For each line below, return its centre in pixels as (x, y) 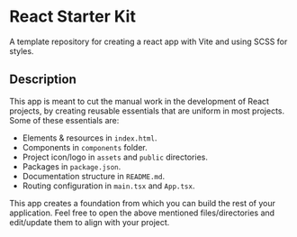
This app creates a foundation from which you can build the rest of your (143, 203)
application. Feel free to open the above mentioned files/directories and (142, 213)
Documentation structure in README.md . (93, 176)
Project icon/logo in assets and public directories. (115, 157)
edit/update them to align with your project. (90, 222)
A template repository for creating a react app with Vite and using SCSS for (148, 41)
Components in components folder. (85, 147)
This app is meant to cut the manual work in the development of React (139, 101)
